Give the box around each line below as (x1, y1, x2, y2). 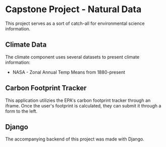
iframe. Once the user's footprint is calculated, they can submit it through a (5, 102, 161, 108)
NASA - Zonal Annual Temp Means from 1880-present (12, 69, 125, 75)
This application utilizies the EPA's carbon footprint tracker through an (5, 97, 151, 103)
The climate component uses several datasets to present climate (5, 54, 140, 60)
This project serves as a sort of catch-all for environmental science (5, 20, 145, 26)
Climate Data (5, 41, 47, 49)
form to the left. (5, 108, 38, 114)
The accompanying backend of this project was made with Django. (5, 136, 145, 142)
